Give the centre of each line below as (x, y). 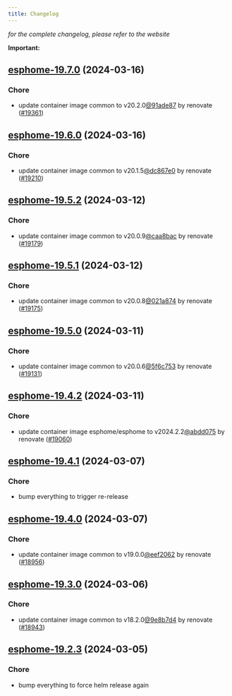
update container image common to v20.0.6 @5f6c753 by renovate (115, 366)
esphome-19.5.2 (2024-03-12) (77, 200)
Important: (24, 47)
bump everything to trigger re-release (73, 497)
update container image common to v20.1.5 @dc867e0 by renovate (115, 171)
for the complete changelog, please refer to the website (89, 34)
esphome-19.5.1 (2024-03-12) (75, 266)
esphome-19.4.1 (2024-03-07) (77, 461)
